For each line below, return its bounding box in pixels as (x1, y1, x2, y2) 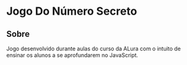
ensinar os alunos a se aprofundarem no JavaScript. (6, 52, 139, 59)
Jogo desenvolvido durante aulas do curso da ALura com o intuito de (6, 45, 181, 52)
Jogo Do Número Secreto (6, 4, 137, 18)
